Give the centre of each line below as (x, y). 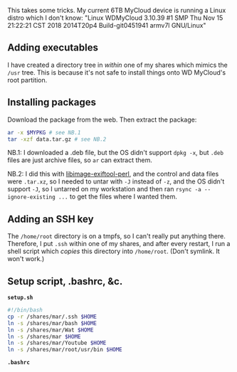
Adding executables (53, 48)
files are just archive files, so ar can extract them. (80, 160)
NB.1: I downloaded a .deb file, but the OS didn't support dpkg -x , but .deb (116, 153)
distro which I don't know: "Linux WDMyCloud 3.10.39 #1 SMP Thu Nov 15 (115, 18)
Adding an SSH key (51, 219)
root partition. (27, 80)
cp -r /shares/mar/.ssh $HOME (52, 317)
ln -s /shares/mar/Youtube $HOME (57, 343)
